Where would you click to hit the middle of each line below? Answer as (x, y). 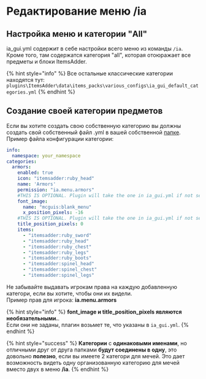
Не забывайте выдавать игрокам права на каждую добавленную (92, 287)
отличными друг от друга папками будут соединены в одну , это (92, 350)
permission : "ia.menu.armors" (56, 190)
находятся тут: (25, 80)
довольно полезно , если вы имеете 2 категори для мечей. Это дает (96, 356)
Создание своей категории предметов (85, 111)
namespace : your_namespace (46, 156)
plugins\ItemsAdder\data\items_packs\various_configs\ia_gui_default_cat (103, 86)
